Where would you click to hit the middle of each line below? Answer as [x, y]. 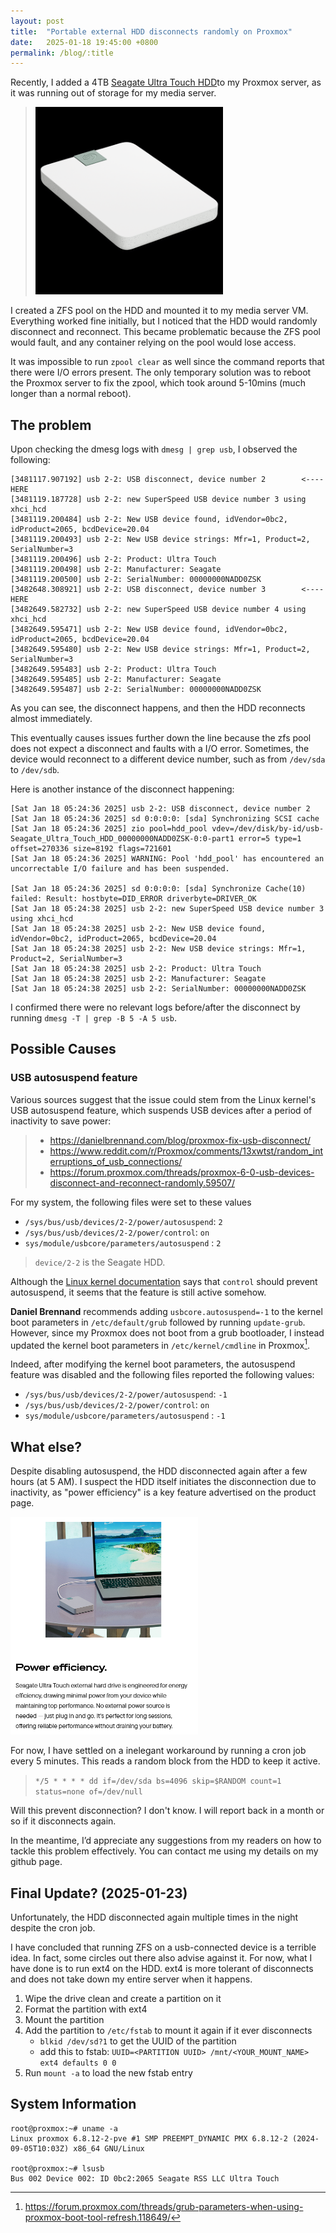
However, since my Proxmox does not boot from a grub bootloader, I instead [167, 1332]
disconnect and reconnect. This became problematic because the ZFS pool [165, 332]
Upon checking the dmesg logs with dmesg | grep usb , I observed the [154, 449]
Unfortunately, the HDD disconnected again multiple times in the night [154, 1917]
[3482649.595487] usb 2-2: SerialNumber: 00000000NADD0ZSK [136, 690]
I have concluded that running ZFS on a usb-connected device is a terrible [163, 1947]
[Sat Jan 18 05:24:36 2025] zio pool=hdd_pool [109, 829]
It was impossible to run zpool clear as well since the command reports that [167, 362]
